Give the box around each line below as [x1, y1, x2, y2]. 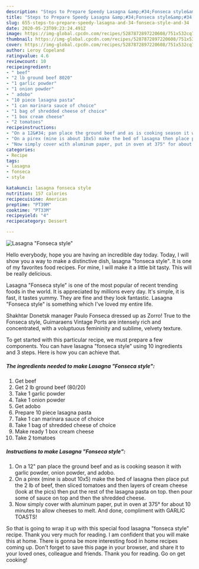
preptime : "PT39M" [6, 201, 52, 208]
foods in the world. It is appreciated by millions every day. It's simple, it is [6, 288, 185, 295]
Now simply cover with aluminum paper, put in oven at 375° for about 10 [14, 500, 191, 508]
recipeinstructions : [6, 125, 57, 131]
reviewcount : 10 [6, 58, 46, 64]
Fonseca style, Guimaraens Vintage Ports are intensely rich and [6, 318, 161, 325]
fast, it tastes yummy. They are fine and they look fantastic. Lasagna [6, 295, 173, 301]
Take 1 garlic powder [14, 390, 66, 397]
